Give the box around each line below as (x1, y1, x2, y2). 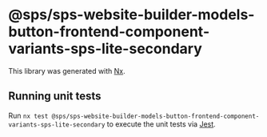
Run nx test (8, 111, 49, 120)
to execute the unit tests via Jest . (106, 119, 216, 129)
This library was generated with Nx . (8, 66, 126, 75)
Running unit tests (8, 90, 102, 103)
